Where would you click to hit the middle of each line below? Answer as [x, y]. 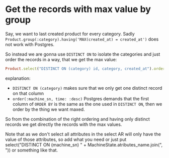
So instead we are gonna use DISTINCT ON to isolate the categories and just [83, 54]
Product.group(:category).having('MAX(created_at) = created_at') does [82, 39]
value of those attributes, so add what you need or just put [66, 139]
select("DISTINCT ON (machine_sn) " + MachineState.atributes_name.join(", [84, 144]
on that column [28, 93]
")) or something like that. [32, 150]
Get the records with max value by [78, 9]
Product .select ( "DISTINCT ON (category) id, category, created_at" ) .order [85, 69]
